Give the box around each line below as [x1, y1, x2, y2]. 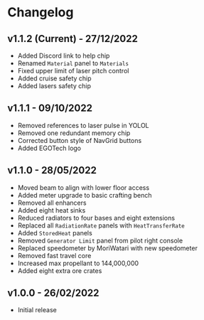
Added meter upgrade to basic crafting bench [17, 191, 152, 199]
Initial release [17, 306, 57, 314]
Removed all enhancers [17, 198, 87, 207]
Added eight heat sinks [17, 206, 86, 214]
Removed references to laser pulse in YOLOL [17, 121, 149, 129]
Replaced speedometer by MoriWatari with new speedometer [17, 243, 198, 252]
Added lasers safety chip [17, 82, 91, 90]
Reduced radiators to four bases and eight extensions [17, 213, 176, 222]
